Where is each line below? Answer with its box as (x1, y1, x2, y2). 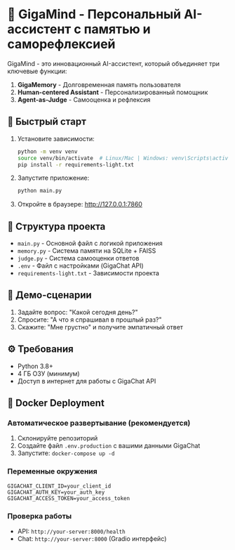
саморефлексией (7, 37, 116, 52)
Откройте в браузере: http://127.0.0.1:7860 (17, 200, 142, 209)
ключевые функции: (7, 67, 67, 75)
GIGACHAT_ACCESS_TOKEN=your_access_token (7, 495, 130, 502)
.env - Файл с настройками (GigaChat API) (17, 261, 144, 270)
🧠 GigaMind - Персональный (7, 6, 182, 22)
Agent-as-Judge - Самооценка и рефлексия (17, 95, 151, 104)
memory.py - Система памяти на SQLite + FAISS (17, 247, 156, 255)
